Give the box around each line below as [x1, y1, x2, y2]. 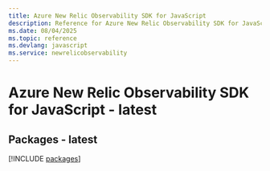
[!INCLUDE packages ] [8, 154, 81, 163]
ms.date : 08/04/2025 [8, 26, 78, 35]
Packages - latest [8, 132, 98, 146]
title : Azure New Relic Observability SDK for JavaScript [8, 11, 207, 20]
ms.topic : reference [8, 34, 78, 43]
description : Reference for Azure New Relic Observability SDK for [8, 19, 239, 27]
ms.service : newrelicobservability [8, 49, 128, 57]
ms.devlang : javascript [8, 42, 88, 50]
